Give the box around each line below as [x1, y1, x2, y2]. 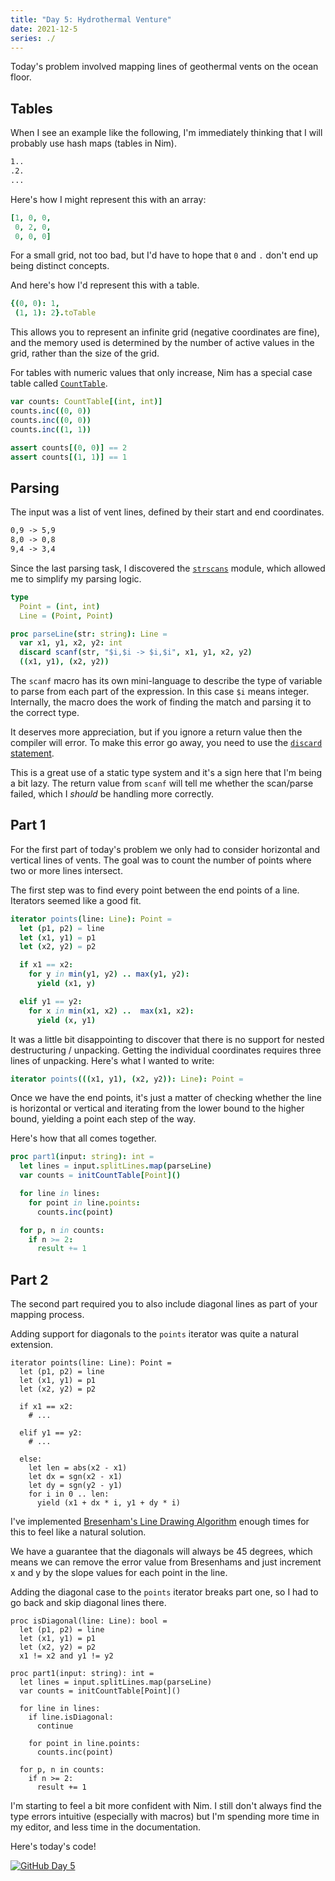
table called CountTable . [10, 377, 108, 390]
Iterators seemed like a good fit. [10, 894, 142, 906]
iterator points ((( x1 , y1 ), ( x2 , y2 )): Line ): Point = [10, 1074, 244, 1084]
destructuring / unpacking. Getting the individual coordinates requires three [10, 1044, 322, 1056]
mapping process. [10, 1309, 85, 1321]
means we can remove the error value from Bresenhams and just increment [10, 1556, 322, 1568]
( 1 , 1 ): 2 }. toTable [14, 308, 97, 318]
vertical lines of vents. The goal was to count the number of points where [10, 854, 312, 866]
